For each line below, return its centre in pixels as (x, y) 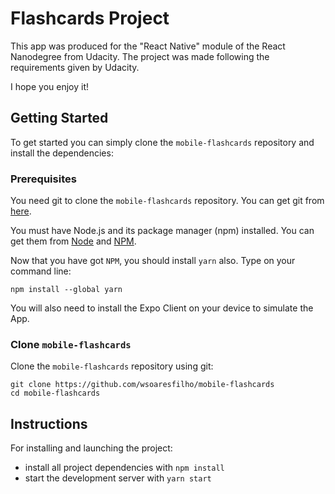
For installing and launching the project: (91, 448)
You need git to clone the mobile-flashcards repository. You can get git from (167, 201)
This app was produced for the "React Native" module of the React (148, 46)
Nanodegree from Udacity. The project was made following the (140, 56)
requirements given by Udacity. (75, 67)
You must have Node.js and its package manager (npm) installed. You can (162, 231)
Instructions (49, 423)
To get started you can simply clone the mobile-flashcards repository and (162, 142)
